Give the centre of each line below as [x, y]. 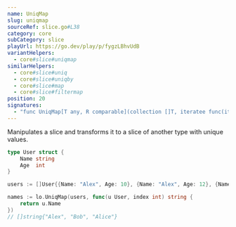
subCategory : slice [36, 40]
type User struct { [36, 152]
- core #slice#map [39, 86]
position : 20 [26, 99]
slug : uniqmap [28, 20]
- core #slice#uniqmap [45, 60]
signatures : [25, 105]
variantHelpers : [31, 53]
